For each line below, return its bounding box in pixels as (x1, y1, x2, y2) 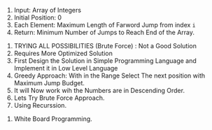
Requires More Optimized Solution (13, 49, 113, 57)
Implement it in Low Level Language (13, 64, 118, 72)
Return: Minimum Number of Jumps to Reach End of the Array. (13, 28, 195, 36)
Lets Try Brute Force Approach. (13, 94, 105, 102)
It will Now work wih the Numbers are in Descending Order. (13, 87, 185, 94)
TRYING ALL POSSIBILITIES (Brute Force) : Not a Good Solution (13, 42, 197, 50)
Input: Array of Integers (13, 6, 82, 14)
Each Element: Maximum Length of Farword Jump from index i (13, 21, 196, 29)
